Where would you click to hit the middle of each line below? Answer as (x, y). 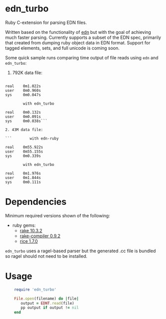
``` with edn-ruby (32, 138)
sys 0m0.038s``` (27, 121)
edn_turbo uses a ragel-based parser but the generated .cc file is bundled (81, 251)
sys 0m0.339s (23, 156)
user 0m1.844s (23, 177)
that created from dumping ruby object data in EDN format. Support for (78, 42)
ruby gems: (24, 225)
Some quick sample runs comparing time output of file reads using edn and (82, 57)
